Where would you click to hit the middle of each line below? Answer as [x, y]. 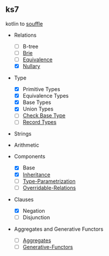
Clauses [24, 199]
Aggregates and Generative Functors [59, 229]
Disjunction [36, 217]
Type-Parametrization [49, 181]
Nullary [31, 66]
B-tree [30, 46]
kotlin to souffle [24, 23]
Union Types [38, 109]
